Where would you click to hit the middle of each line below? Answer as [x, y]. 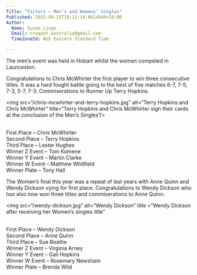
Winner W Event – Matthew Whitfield [51, 164]
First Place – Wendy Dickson [41, 229]
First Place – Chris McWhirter [41, 132]
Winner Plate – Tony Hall [36, 170]
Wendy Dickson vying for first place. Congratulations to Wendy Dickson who [99, 188]
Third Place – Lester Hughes [40, 145]
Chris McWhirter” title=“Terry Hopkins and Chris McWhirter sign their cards [97, 109]
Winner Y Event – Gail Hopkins [43, 254]
